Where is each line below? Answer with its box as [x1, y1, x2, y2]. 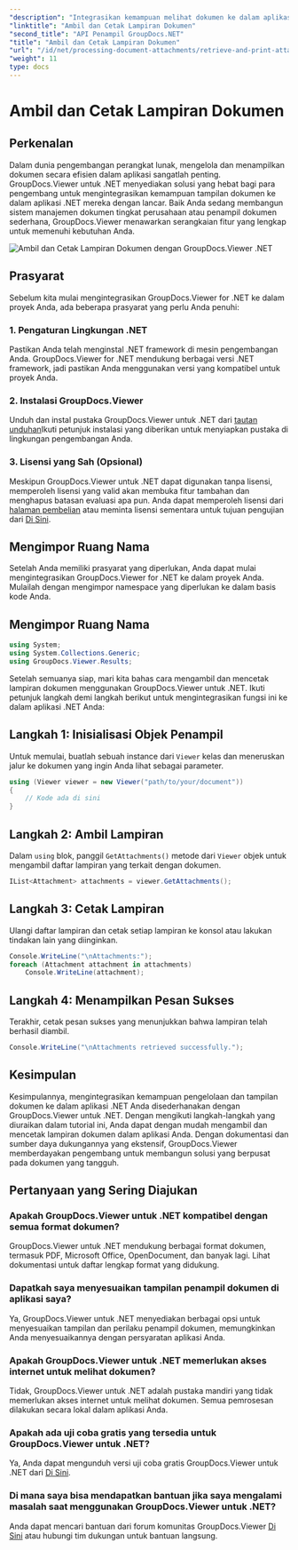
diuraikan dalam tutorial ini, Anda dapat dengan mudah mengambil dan [9, 1119, 268, 1130]
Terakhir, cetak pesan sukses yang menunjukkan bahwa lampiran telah [9, 1016, 268, 1027]
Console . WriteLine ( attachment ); [25, 968, 145, 977]
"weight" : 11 [9, 54, 58, 63]
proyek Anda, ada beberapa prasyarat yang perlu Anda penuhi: [9, 301, 239, 312]
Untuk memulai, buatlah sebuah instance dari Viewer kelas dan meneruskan [9, 751, 286, 761]
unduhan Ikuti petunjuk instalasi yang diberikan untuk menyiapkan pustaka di [9, 424, 288, 435]
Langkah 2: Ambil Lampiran [9, 827, 164, 842]
